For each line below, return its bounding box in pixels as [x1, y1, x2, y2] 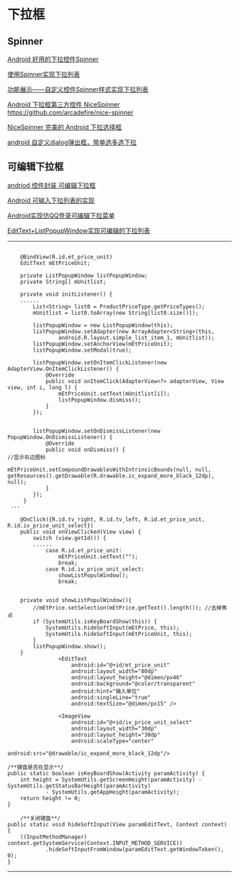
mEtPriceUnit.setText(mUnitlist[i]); [58, 390, 171, 397]
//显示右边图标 [7, 453, 46, 460]
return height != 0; [20, 794, 81, 802]
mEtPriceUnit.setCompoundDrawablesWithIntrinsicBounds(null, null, [7, 466, 212, 473]
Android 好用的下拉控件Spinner [7, 55, 99, 63]
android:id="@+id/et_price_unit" [70, 662, 171, 669]
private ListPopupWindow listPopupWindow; [20, 271, 148, 279]
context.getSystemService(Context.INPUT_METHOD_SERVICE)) [7, 839, 183, 846]
